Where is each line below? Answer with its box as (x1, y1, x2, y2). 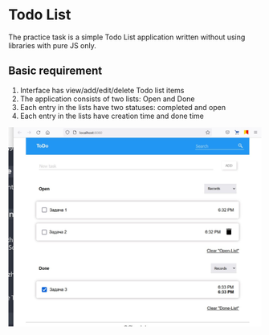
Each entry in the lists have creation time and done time (19, 111, 205, 121)
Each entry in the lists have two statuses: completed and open (19, 102, 226, 112)
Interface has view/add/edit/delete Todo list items (19, 85, 185, 95)
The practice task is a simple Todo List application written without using (8, 32, 246, 42)
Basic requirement (8, 64, 103, 78)
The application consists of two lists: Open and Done (19, 94, 195, 104)
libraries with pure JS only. (8, 40, 96, 50)
